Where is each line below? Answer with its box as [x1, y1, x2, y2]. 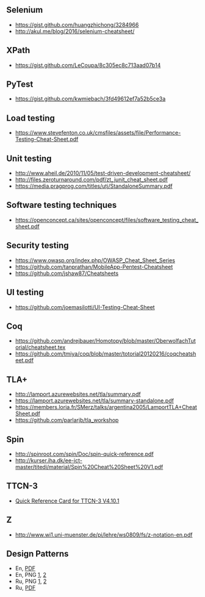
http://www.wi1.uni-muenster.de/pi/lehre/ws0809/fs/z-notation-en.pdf [15, 531, 193, 538]
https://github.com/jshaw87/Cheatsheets [15, 270, 119, 277]
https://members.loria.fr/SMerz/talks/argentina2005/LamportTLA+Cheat [15, 404, 197, 411]
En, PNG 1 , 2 [15, 571, 47, 579]
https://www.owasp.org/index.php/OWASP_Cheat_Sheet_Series [15, 256, 176, 264]
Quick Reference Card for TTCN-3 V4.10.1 [15, 497, 120, 504]
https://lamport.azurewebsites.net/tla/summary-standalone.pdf [15, 397, 174, 404]
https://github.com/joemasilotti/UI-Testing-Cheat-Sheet [15, 303, 155, 310]
